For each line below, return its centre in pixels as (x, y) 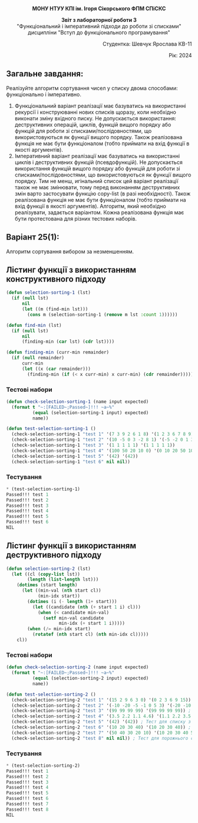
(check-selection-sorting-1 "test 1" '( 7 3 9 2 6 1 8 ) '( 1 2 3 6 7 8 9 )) (104, 434)
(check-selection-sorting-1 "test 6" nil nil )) (71, 462)
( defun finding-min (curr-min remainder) (58, 353)
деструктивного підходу (54, 555)
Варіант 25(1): (33, 237)
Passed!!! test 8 (27, 809)
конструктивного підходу (56, 279)
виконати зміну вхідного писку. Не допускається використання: (95, 118)
